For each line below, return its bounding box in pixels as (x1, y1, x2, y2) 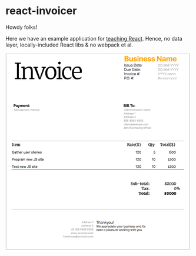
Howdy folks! (5, 24, 38, 31)
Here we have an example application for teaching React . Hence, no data (5, 35, 183, 42)
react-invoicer (5, 4, 77, 18)
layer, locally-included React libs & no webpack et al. (5, 41, 133, 48)
